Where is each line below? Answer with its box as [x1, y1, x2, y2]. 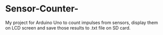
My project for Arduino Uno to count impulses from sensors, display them [5, 19, 158, 25]
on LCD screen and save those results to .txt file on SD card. [5, 24, 131, 30]
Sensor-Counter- [5, 3, 79, 14]
